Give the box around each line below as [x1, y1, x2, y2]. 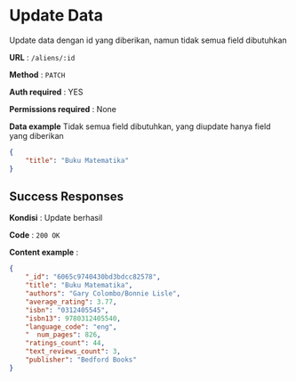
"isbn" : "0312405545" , [25, 305, 109, 314]
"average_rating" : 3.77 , [25, 297, 117, 306]
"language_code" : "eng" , [25, 322, 117, 331]
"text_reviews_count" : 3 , [25, 347, 122, 356]
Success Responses [9, 189, 124, 204]
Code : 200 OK [9, 230, 60, 240]
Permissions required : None [9, 103, 117, 114]
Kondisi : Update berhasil [9, 213, 103, 223]
